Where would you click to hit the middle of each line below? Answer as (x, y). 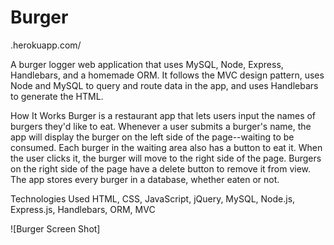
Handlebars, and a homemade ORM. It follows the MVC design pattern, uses (167, 75)
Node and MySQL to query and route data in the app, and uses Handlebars (164, 85)
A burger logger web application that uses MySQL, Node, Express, (147, 64)
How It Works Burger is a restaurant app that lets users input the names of (163, 115)
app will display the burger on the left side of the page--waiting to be (152, 137)
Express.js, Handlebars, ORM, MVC (83, 209)
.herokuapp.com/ (46, 45)
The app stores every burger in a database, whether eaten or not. (145, 179)
